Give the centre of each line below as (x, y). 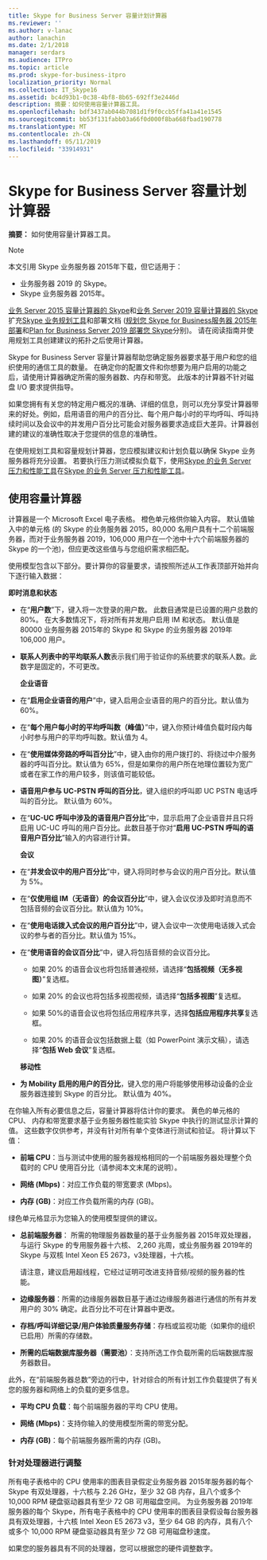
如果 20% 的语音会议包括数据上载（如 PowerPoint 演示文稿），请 (137, 1040)
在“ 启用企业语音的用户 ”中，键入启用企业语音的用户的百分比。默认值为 (134, 700)
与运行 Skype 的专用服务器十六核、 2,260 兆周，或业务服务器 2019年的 (136, 1245)
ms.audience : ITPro (41, 61)
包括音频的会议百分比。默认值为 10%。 (84, 908)
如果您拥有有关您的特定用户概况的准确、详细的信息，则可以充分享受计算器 (130, 404)
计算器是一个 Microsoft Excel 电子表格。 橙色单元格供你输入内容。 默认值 (128, 519)
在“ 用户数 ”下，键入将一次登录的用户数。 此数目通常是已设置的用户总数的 (139, 609)
